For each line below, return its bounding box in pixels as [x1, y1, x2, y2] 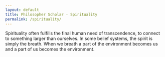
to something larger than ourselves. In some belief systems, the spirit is [5, 35, 153, 41]
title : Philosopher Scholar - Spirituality [5, 12, 98, 17]
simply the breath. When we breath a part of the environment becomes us [5, 41, 158, 47]
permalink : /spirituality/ [5, 16, 62, 21]
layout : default [5, 7, 39, 12]
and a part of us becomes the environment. [5, 46, 95, 52]
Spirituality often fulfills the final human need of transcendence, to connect [5, 30, 160, 36]
